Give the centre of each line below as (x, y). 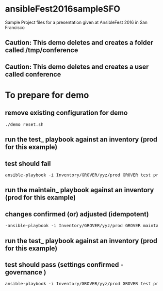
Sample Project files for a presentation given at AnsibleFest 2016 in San (76, 22)
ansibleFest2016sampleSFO (63, 9)
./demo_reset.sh (24, 124)
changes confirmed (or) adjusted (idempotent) (77, 214)
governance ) (26, 272)
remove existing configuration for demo (66, 113)
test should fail (28, 163)
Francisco (15, 27)
